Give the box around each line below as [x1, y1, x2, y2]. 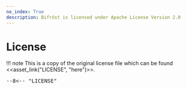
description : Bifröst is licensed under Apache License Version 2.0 [6, 14, 181, 20]
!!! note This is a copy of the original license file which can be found [6, 60, 173, 67]
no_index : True [6, 8, 44, 15]
